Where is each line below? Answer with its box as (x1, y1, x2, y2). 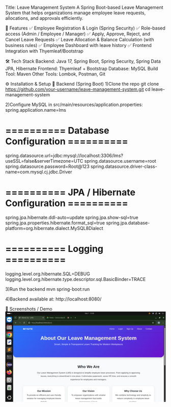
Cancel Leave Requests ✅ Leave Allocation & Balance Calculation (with (5, 37, 154, 42)
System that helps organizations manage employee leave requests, (5, 10, 146, 16)
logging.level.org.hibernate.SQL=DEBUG (5, 270, 90, 277)
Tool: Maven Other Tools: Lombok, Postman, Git (5, 71, 105, 77)
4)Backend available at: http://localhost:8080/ (5, 296, 102, 302)
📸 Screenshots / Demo (5, 306, 52, 312)
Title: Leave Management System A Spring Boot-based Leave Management (5, 5, 164, 10)
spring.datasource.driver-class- (91, 163, 157, 169)
